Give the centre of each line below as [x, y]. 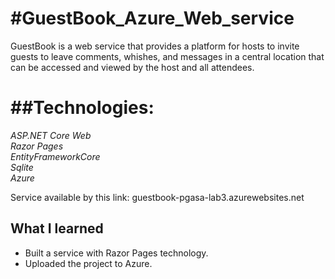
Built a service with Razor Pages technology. [116, 253]
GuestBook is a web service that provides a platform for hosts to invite [155, 46]
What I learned [57, 228]
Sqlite [22, 167]
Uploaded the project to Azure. [88, 263]
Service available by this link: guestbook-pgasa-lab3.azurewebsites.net [157, 197]
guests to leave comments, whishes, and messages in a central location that [167, 56]
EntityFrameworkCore [55, 156]
